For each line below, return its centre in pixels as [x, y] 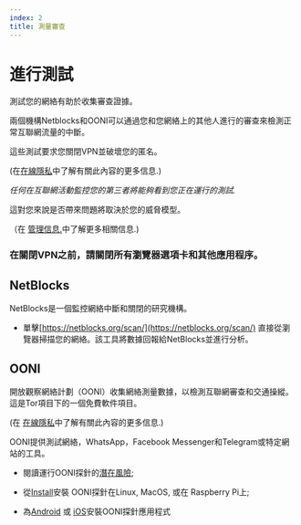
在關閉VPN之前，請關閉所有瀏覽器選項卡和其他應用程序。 [136, 255]
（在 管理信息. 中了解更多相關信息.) [74, 229]
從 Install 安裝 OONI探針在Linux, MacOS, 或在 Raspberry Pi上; [136, 492]
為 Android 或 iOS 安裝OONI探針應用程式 [97, 511]
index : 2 [26, 18]
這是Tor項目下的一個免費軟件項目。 [76, 403]
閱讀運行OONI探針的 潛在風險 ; [78, 472]
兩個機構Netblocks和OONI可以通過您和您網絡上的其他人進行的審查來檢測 [147, 121]
